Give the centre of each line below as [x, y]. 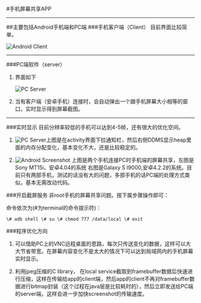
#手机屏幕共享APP [29, 9]
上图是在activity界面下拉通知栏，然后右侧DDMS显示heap [116, 140]
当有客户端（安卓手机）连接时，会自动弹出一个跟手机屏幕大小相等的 [99, 101]
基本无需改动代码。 [49, 182]
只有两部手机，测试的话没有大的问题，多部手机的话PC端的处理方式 [102, 175]
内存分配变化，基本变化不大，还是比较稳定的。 [83, 147]
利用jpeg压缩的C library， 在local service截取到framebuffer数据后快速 [101, 271]
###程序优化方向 [27, 231]
